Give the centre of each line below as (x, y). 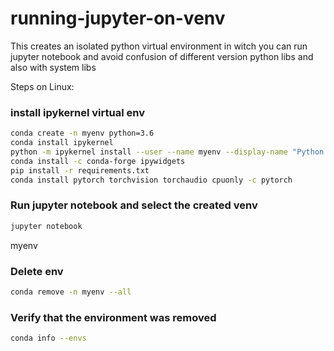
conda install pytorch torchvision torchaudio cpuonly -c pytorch (151, 180)
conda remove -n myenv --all (71, 292)
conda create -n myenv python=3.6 (82, 133)
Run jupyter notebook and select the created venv (134, 205)
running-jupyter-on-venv (118, 18)
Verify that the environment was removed (113, 317)
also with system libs (53, 67)
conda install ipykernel (62, 143)
